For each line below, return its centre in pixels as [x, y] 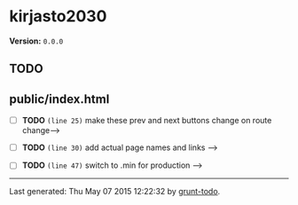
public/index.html [59, 99]
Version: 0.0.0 [36, 41]
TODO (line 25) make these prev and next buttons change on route [147, 121]
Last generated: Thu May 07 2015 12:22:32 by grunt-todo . [115, 192]
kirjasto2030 [58, 16]
